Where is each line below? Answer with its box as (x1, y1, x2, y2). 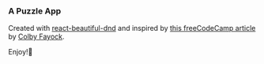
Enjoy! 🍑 (8, 47, 33, 57)
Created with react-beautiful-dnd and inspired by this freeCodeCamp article (8, 24, 256, 33)
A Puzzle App (8, 6, 62, 17)
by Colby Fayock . (8, 32, 65, 41)
